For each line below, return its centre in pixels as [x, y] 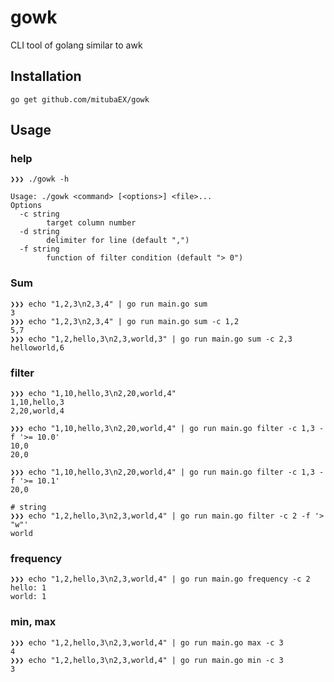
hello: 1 [28, 588]
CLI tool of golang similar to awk [76, 45]
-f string [39, 249]
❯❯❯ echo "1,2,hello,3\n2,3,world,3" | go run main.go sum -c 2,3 [151, 339]
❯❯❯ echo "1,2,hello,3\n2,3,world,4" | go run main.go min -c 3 [147, 660]
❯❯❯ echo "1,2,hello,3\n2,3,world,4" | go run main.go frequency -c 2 [160, 579]
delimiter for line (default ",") [118, 241]
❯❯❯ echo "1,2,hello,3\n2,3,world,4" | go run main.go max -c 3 [147, 642]
